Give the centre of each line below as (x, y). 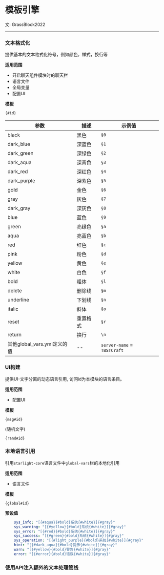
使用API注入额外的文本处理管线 (42, 567)
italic (13, 309)
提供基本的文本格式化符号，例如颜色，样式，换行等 (56, 55)
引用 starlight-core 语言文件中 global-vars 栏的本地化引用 (62, 463)
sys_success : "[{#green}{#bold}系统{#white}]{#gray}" (69, 536)
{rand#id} (15, 438)
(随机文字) (15, 429)
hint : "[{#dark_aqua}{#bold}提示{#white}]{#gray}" (66, 545)
